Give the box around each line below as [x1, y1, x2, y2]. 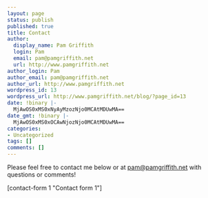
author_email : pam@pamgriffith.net [7, 74, 110, 81]
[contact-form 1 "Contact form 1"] [7, 184, 102, 192]
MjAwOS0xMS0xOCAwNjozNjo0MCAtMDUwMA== [13, 118, 125, 126]
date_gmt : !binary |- [7, 112, 70, 119]
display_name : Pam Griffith [13, 42, 94, 49]
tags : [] [7, 138, 32, 145]
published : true [7, 23, 54, 30]
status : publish [7, 16, 54, 23]
